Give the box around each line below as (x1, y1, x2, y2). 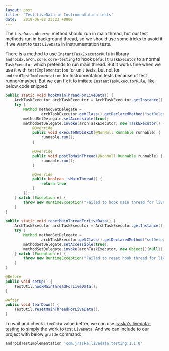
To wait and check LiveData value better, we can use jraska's (5, 321, 132, 326)
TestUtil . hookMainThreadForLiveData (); (14, 284, 98, 289)
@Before (5, 274, 22, 279)
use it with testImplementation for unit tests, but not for (5, 67, 120, 73)
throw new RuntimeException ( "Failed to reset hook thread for (23, 256, 156, 261)
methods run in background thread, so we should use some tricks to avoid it (5, 36, 163, 42)
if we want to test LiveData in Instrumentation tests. (5, 41, 112, 47)
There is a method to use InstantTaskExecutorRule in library (5, 51, 129, 57)
